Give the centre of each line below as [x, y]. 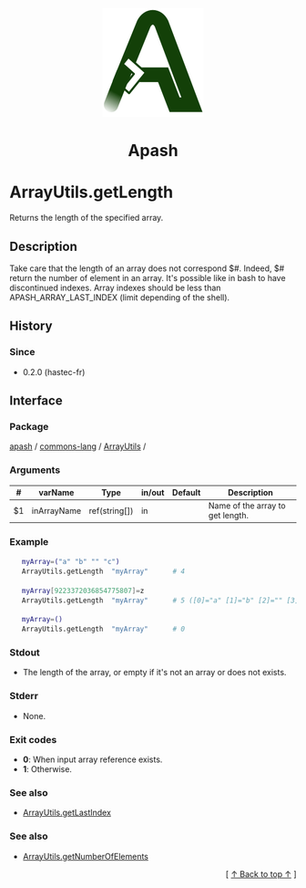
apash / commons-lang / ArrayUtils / [78, 446]
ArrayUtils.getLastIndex [67, 813]
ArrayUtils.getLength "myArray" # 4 [103, 572]
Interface [36, 401]
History [31, 326]
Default [186, 493]
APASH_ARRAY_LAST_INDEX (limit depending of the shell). [120, 297]
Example [29, 541]
